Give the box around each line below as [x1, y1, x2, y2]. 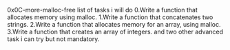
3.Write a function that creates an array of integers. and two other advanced [7, 27, 224, 36]
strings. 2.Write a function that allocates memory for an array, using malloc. [7, 21, 222, 28]
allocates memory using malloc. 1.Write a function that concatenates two [7, 13, 213, 21]
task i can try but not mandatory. [7, 35, 100, 43]
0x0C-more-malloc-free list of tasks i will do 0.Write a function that [7, 6, 198, 14]
